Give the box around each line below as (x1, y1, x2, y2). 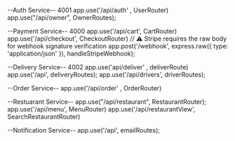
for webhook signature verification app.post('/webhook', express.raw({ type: (7, 42, 229, 50)
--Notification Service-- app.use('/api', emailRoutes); (7, 126, 160, 134)
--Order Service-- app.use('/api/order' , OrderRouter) (7, 84, 162, 92)
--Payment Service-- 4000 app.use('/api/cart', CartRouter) (7, 27, 177, 35)
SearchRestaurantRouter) (7, 112, 81, 121)
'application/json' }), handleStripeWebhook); (7, 49, 135, 58)
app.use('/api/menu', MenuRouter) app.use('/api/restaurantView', (7, 105, 196, 113)
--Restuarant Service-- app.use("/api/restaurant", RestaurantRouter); (7, 98, 207, 106)
